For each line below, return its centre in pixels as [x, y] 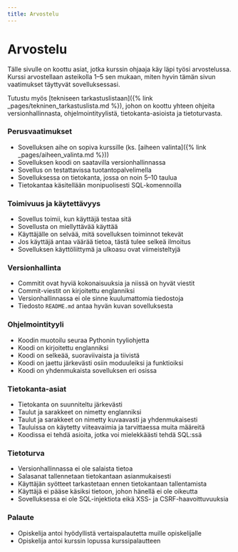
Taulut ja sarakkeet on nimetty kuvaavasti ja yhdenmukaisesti [108, 420]
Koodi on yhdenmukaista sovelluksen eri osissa [87, 370]
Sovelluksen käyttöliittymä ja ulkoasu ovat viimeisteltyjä [99, 250]
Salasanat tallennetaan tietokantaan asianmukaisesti [94, 476]
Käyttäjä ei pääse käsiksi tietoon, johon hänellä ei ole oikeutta [108, 491]
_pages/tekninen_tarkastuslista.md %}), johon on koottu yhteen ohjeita [111, 106]
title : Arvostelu [33, 14]
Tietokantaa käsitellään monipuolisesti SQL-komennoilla [99, 185]
